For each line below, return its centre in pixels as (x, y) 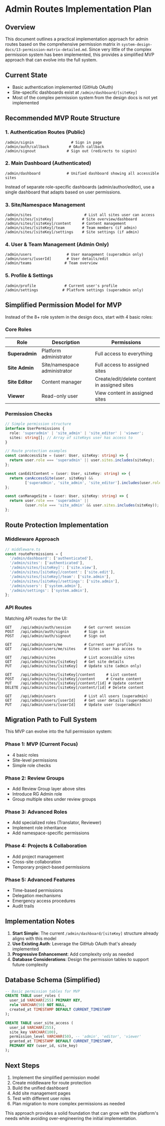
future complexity (30, 964)
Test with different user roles (41, 1098)
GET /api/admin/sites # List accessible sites (70, 657)
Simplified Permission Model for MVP (63, 305)
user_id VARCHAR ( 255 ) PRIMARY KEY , (46, 1000)
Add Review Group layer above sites (49, 789)
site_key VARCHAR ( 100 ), (34, 1032)
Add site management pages (41, 1093)
